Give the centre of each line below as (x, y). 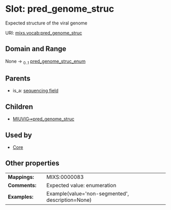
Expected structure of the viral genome (46, 23)
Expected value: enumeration (81, 185)
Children (19, 107)
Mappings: (21, 177)
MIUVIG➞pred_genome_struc (44, 119)
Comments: (22, 185)
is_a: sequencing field (35, 91)
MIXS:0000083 (65, 177)
